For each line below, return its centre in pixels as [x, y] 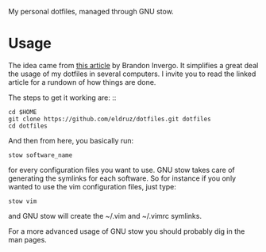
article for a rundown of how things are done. [82, 82]
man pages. [28, 239]
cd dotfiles [28, 126]
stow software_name [40, 155]
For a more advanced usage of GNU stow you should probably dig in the [127, 231]
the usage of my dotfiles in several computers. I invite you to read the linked [132, 74]
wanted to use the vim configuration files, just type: [93, 186]
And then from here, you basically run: [71, 140]
